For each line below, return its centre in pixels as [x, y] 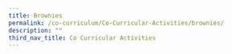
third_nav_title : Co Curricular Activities [82, 38]
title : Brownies [35, 15]
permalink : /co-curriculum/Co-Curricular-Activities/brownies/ [116, 23]
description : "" [35, 30]
